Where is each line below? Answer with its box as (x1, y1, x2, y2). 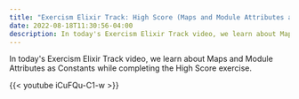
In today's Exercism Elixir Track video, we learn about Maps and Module (9, 54, 273, 65)
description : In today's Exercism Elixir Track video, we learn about (9, 29, 277, 38)
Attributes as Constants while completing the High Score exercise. (9, 63, 252, 73)
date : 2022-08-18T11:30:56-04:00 (9, 21, 133, 30)
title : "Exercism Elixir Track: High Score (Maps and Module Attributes (9, 12, 285, 22)
